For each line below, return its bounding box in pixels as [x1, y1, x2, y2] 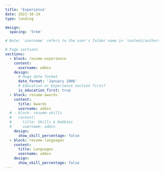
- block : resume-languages [9, 137, 64, 143]
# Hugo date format [18, 74, 58, 79]
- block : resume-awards [9, 92, 58, 97]
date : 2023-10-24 [5, 12, 41, 17]
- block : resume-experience [9, 56, 67, 61]
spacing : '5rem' [9, 30, 42, 35]
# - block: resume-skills [9, 111, 62, 115]
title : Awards [18, 101, 47, 106]
